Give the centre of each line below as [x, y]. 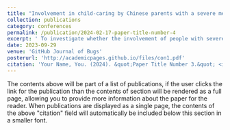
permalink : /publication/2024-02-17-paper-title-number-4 [91, 32]
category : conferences [39, 26]
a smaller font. [27, 120]
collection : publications [44, 20]
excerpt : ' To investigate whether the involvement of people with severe [116, 39]
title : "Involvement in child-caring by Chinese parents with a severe [111, 13]
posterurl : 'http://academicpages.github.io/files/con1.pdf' [96, 58]
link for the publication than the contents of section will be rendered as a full [114, 91]
